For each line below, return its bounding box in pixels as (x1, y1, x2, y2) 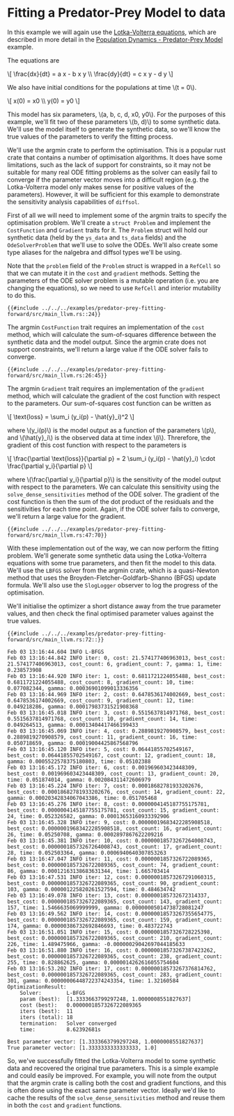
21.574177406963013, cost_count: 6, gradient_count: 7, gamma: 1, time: (7, 660, 223, 668)
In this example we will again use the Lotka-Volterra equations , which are (7, 28, 217, 36)
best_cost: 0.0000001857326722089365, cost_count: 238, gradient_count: (7, 952, 223, 960)
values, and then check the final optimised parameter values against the (7, 609, 214, 618)
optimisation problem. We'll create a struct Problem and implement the (7, 218, 211, 227)
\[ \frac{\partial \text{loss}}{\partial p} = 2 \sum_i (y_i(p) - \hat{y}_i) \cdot (7, 454, 216, 462)
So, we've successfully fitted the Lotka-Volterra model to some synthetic (7, 1056, 216, 1064)
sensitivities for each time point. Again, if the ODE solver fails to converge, (7, 505, 220, 513)
